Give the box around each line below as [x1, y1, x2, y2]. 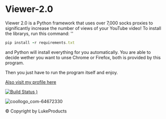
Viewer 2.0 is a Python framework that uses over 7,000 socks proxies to [5, 20, 153, 26]
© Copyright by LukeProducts [5, 108, 67, 114]
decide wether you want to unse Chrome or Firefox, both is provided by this [5, 54, 161, 60]
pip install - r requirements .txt [5, 40, 75, 45]
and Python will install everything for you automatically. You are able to [5, 49, 151, 55]
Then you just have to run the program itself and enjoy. [5, 69, 118, 75]
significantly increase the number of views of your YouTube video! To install [5, 25, 161, 31]
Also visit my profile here [5, 79, 56, 85]
